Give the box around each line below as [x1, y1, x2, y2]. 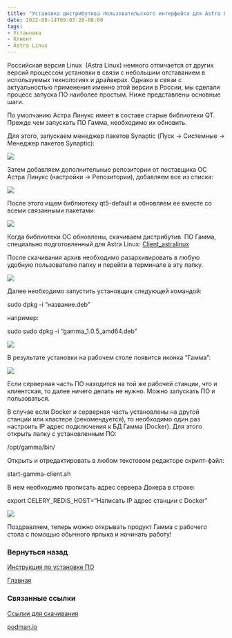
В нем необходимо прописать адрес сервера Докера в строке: [7, 484, 195, 491]
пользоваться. [7, 395, 50, 402]
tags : [7, 23, 23, 30]
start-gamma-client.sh [7, 470, 71, 478]
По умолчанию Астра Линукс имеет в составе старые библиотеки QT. [7, 111, 215, 119]
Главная [7, 577, 32, 585]
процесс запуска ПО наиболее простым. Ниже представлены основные [7, 90, 221, 99]
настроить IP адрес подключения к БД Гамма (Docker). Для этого [7, 422, 202, 430]
